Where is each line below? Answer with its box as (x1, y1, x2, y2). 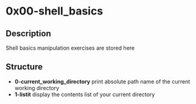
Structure (5, 62, 43, 72)
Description (5, 28, 51, 39)
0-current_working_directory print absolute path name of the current (14, 77, 191, 85)
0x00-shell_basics (5, 4, 103, 18)
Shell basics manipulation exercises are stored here (5, 44, 135, 51)
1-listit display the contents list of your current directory (14, 91, 155, 98)
